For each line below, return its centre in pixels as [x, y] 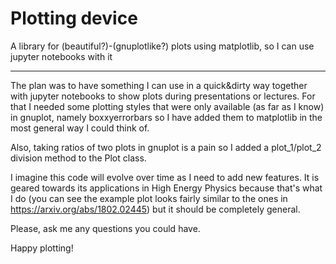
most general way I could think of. [80, 128]
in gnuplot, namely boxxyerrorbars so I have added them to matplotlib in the [166, 117]
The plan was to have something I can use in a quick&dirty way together [159, 85]
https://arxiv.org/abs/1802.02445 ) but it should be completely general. [155, 209]
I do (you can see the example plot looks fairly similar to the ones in [149, 198]
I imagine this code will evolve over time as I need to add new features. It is [165, 177]
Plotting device [74, 18]
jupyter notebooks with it [61, 56]
